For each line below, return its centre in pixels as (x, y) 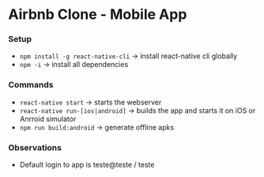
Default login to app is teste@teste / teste (87, 165)
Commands (31, 85)
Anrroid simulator (48, 119)
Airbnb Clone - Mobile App (98, 15)
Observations (35, 147)
